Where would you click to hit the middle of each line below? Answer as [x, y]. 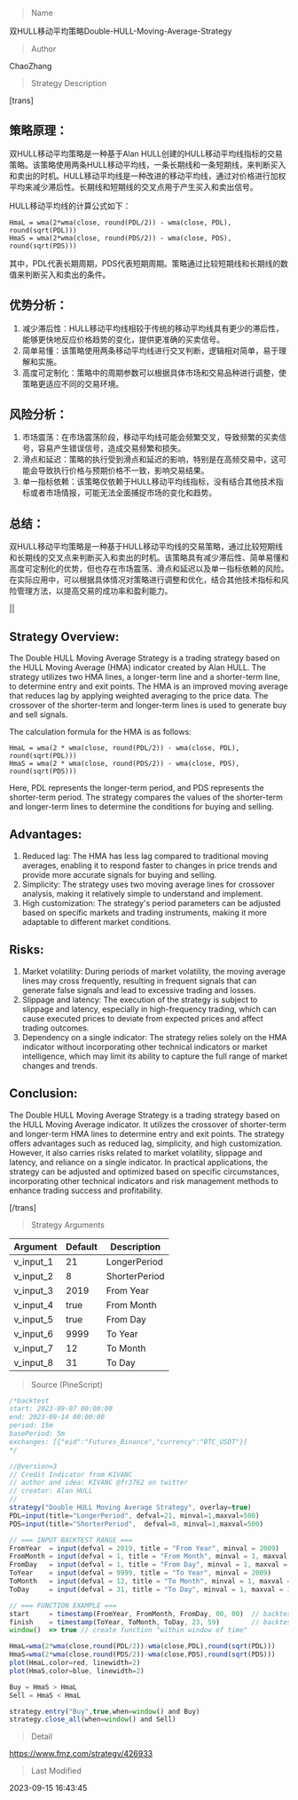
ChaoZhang [31, 66]
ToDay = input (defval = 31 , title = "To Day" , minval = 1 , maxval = [146, 1589]
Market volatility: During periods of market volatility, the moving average [154, 971]
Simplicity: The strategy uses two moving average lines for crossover [148, 884]
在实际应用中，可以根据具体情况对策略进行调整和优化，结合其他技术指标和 [145, 580]
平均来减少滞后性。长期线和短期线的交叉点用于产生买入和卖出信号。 [133, 186]
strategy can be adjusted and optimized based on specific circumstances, [144, 1172]
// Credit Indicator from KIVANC [71, 1474]
